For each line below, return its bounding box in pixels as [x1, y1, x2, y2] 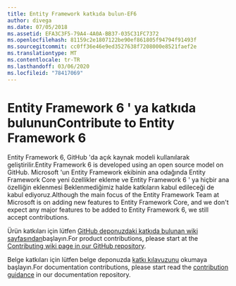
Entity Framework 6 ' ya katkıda [7, 100, 196, 116]
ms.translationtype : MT [7, 50, 77, 57]
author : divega [7, 17, 52, 24]
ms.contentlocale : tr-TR [7, 56, 80, 64]
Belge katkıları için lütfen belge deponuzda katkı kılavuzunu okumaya [7, 256, 208, 264]
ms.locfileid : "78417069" [7, 69, 83, 76]
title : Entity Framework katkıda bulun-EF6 [7, 10, 137, 18]
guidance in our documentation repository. [7, 270, 132, 279]
